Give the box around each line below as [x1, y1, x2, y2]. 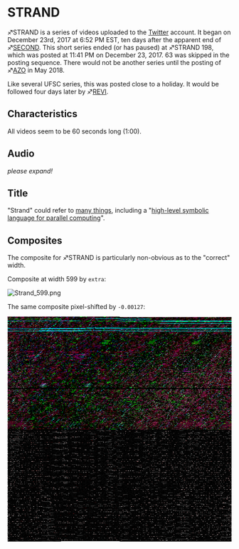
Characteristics [7, 108, 78, 120]
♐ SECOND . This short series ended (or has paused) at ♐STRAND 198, [7, 43, 214, 51]
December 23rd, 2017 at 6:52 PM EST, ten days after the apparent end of [7, 35, 222, 44]
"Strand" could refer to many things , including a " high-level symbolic [7, 206, 209, 215]
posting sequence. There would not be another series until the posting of [7, 58, 222, 66]
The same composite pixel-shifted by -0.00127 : [7, 303, 146, 311]
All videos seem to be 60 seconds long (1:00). [7, 126, 142, 136]
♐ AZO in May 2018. [7, 66, 65, 74]
